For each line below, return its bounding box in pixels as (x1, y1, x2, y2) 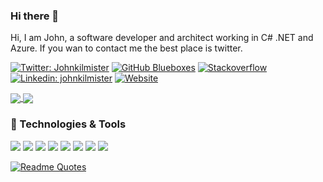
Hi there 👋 (10, 9, 60, 23)
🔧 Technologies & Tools (10, 117, 127, 131)
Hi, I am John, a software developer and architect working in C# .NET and (10, 32, 314, 44)
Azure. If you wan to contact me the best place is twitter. (10, 42, 243, 54)
